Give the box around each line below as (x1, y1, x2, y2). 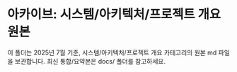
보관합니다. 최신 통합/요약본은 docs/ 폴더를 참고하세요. (14, 57, 166, 65)
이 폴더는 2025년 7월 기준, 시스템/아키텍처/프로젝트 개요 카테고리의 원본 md (7, 48, 217, 57)
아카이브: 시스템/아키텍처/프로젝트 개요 (7, 6, 221, 22)
